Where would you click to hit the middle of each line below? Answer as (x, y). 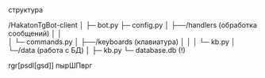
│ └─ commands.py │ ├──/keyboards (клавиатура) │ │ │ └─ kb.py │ (122, 42)
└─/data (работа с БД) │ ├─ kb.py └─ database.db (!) (97, 50)
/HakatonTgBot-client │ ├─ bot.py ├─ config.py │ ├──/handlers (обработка (133, 25)
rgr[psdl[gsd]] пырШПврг (50, 65)
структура (26, 10)
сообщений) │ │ (35, 33)
